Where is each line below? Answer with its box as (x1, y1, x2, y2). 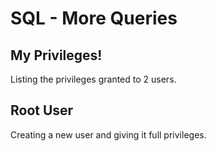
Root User (10, 102, 74, 119)
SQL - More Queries (10, 7, 178, 30)
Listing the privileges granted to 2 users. (10, 73, 177, 85)
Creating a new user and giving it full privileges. (10, 128, 207, 141)
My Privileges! (10, 47, 103, 64)
